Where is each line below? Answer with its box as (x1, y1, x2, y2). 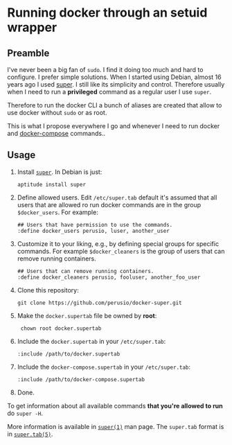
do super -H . (7, 409, 44, 417)
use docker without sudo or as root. (7, 109, 107, 116)
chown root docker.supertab (20, 324, 102, 332)
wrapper (7, 19, 57, 35)
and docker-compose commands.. (7, 130, 106, 137)
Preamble (7, 47, 50, 59)
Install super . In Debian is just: (17, 168, 102, 176)
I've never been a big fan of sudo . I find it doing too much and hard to (7, 66, 204, 73)
